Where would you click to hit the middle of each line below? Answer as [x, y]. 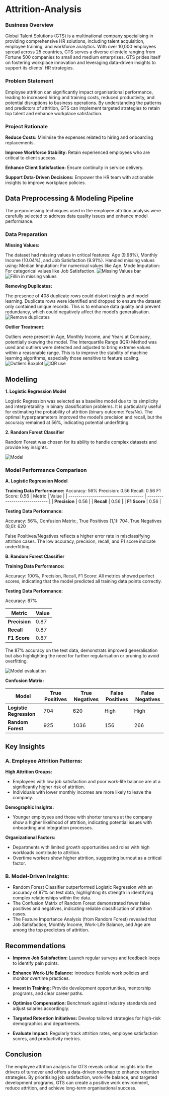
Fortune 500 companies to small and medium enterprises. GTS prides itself [83, 57]
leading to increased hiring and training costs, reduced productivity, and [80, 97]
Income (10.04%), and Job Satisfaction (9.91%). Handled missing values [80, 261]
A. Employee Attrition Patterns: [44, 761]
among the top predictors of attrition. [51, 930]
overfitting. [17, 661]
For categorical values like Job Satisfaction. [50, 271]
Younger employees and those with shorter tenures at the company [82, 817]
